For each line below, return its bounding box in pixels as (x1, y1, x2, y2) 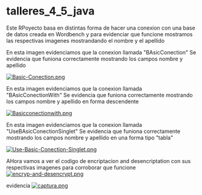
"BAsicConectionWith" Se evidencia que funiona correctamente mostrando (6, 91, 193, 98)
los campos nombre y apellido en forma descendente (6, 98, 139, 105)
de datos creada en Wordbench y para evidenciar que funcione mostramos (6, 30, 193, 37)
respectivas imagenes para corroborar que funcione (6, 164, 136, 171)
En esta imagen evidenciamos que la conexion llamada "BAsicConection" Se (6, 48, 197, 56)
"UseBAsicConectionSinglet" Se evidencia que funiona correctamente (6, 127, 181, 135)
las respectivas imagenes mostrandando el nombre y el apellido (6, 37, 165, 44)
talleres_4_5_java (6, 4, 95, 18)
